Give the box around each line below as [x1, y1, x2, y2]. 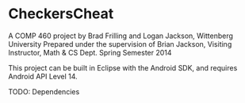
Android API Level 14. [8, 71, 78, 81]
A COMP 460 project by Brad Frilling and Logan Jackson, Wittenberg [8, 31, 234, 40]
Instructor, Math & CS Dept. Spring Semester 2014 [8, 48, 172, 57]
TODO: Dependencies [8, 86, 80, 96]
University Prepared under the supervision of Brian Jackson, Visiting [8, 39, 232, 48]
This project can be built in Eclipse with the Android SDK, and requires [8, 63, 238, 72]
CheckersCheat [8, 5, 114, 23]
